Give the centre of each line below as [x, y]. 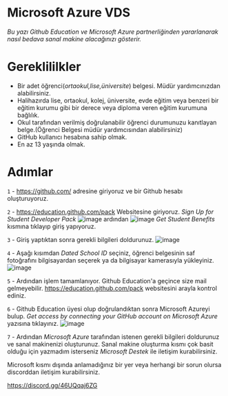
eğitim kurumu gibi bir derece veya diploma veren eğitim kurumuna [112, 107]
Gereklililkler [44, 67]
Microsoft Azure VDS [69, 13]
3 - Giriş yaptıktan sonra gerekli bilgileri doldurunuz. [81, 239]
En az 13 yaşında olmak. [51, 144]
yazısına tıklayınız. [33, 323]
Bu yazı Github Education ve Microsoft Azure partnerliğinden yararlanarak [113, 32]
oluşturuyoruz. [28, 198]
